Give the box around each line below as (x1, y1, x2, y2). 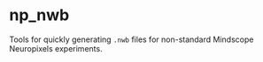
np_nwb (9, 5, 70, 25)
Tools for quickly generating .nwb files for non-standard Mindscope (9, 34, 254, 45)
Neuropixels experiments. (9, 43, 104, 53)
